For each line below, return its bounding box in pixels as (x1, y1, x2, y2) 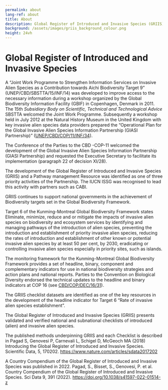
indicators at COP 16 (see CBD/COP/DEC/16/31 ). (5, 282, 104, 288)
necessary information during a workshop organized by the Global (5, 95, 142, 101)
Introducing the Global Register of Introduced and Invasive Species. (5, 343, 144, 349)
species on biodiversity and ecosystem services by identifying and (5, 219, 143, 225)
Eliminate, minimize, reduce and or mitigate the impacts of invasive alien (5, 214, 154, 220)
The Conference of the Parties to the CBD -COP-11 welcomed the (5, 142, 139, 148)
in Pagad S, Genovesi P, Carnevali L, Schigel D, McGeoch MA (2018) (5, 337, 146, 343)
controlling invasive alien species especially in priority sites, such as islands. (5, 246, 162, 252)
